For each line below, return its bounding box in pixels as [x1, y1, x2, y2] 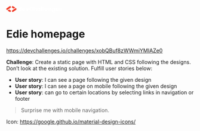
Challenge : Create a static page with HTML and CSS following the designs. [6, 58, 191, 65]
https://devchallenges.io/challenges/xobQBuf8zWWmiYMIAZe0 [6, 47, 163, 54]
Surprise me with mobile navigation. [20, 106, 109, 114]
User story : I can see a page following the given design [14, 76, 152, 83]
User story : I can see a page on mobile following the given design [14, 82, 177, 90]
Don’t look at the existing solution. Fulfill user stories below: [6, 65, 153, 72]
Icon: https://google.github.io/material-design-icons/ [6, 118, 136, 125]
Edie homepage [6, 27, 85, 41]
